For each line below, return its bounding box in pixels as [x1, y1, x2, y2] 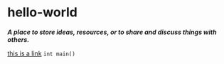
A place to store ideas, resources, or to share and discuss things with [7, 28, 217, 36]
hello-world [7, 4, 78, 21]
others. [7, 35, 30, 43]
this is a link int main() [7, 49, 76, 58]
